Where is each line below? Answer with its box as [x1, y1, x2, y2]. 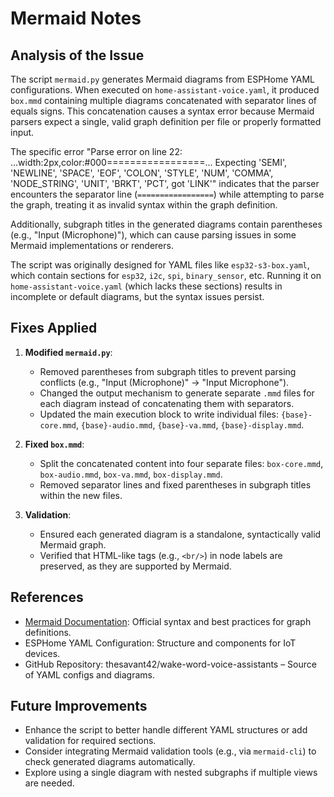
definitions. [24, 626, 72, 638]
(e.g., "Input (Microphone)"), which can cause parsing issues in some [10, 229, 297, 241]
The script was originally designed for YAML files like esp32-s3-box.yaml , [10, 259, 310, 271]
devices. [24, 647, 61, 659]
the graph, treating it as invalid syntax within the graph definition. [10, 199, 278, 211]
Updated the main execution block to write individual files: [39, 408, 280, 420]
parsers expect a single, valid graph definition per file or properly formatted [10, 116, 322, 127]
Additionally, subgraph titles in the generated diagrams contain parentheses [10, 218, 323, 230]
